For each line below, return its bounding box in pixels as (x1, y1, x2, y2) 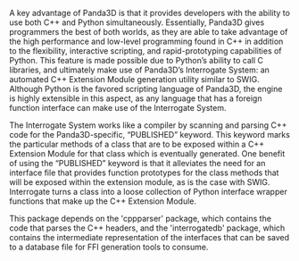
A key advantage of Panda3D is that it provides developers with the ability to (9, 8, 290, 18)
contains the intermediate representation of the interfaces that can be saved (9, 232, 290, 242)
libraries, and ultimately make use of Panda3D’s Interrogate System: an (9, 64, 270, 75)
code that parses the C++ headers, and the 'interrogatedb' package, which (9, 223, 286, 233)
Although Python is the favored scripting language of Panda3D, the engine (9, 84, 283, 94)
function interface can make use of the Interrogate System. (9, 103, 227, 113)
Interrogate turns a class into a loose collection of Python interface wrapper (9, 187, 287, 197)
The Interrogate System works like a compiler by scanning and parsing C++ (9, 120, 287, 130)
